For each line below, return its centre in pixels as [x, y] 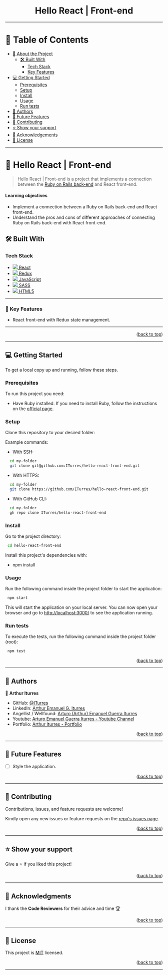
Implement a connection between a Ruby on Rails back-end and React [85, 207]
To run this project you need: [35, 394]
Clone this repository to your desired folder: [50, 433]
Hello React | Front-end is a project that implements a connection [84, 179]
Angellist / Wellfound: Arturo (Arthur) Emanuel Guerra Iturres [75, 713]
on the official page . [33, 409]
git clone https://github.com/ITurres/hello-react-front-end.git [79, 489]
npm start [17, 598]
